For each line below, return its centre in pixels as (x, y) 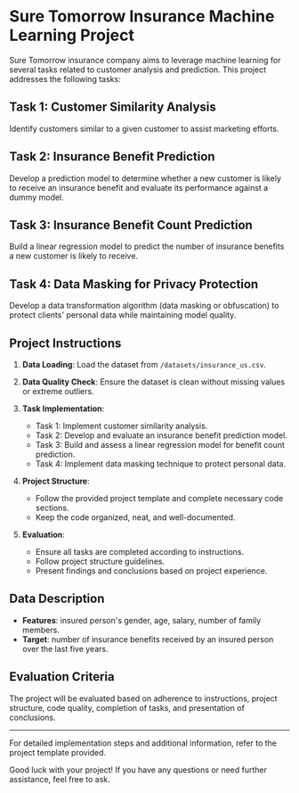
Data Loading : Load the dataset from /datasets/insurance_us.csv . (144, 364)
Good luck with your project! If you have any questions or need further (138, 770)
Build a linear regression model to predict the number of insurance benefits (147, 246)
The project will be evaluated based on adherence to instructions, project (143, 698)
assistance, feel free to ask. (60, 779)
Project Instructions (65, 343)
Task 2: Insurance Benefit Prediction (112, 157)
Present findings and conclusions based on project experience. (151, 571)
